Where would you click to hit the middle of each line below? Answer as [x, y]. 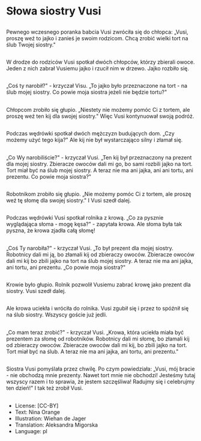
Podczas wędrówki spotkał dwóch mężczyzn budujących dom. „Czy [91, 134]
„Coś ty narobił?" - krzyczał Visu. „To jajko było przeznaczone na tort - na [97, 86]
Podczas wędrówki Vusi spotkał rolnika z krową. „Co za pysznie [85, 218]
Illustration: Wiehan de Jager [50, 418]
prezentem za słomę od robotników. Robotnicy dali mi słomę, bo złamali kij [98, 339]
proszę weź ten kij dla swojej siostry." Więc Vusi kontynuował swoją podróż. [100, 116]
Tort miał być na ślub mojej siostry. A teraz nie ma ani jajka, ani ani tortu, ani [100, 170]
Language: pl [31, 431]
